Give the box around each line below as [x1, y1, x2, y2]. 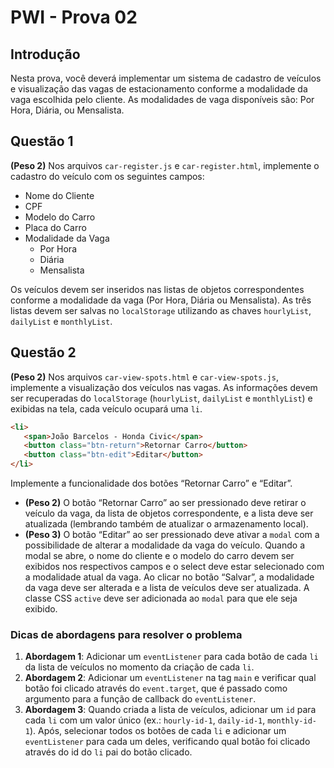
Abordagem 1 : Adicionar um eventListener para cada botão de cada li [24, 651, 319, 663]
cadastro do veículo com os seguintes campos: [10, 170, 205, 182]
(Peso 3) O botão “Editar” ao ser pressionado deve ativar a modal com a [24, 529, 320, 540]
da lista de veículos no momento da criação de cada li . [24, 661, 255, 673]
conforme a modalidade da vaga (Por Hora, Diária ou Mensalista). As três [10, 294, 312, 306]
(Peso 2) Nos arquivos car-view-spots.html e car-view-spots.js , [10, 371, 279, 383]
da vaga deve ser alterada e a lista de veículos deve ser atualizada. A [24, 582, 310, 593]
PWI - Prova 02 [10, 6, 138, 29]
